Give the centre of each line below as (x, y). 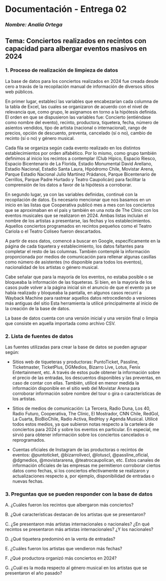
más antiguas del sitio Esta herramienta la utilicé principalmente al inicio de (82, 303)
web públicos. (19, 92)
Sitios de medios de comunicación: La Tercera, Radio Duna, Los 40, (81, 408)
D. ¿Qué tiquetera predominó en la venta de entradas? (60, 539)
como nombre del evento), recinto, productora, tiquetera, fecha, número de (82, 122)
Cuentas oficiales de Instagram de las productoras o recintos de (78, 450)
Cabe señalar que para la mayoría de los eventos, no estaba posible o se (79, 277)
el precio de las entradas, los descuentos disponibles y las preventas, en (86, 378)
